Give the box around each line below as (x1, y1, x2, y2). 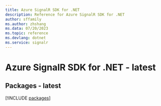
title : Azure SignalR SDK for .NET (5, 7, 80, 13)
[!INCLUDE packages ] (5, 95, 51, 101)
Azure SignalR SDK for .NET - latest (5, 61, 156, 73)
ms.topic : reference (5, 31, 49, 36)
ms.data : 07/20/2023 (5, 26, 49, 31)
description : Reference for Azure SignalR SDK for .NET (5, 12, 125, 17)
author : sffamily (5, 17, 42, 22)
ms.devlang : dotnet (5, 36, 46, 41)
